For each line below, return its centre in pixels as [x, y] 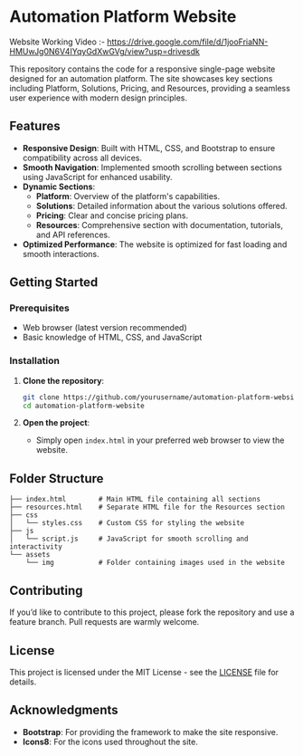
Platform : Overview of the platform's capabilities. [128, 196]
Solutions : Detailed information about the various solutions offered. [161, 206]
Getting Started [54, 282]
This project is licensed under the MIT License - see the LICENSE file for [144, 672]
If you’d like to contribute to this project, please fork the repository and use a [152, 612]
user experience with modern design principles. [99, 98]
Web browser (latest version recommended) [104, 328]
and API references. [73, 234]
